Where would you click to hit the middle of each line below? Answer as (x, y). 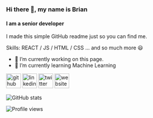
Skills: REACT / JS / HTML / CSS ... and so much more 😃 (75, 48)
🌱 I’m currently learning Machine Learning (65, 65)
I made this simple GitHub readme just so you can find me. (77, 36)
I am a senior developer (35, 23)
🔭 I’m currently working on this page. (59, 59)
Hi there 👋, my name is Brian (47, 9)
